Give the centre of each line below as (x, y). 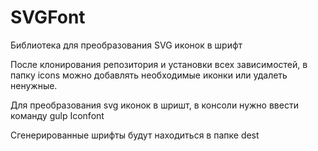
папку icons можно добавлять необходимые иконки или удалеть (149, 75)
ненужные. (34, 85)
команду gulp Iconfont (57, 115)
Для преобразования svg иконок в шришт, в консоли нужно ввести (154, 105)
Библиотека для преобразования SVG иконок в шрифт (126, 45)
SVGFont (48, 17)
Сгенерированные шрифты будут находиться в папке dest (135, 135)
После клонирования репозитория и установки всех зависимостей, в (159, 64)
